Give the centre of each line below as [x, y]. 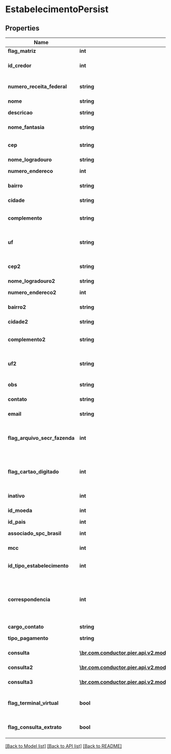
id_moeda [20, 510]
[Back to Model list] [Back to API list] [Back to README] [64, 746]
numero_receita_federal [37, 86]
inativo [16, 496]
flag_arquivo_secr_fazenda [41, 438]
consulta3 [20, 682]
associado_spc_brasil [35, 533]
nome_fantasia [26, 127]
